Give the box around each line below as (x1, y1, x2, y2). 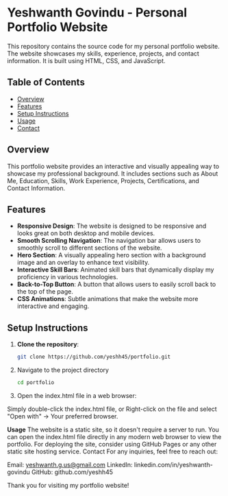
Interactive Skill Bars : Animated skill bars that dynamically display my (16, 265, 214, 274)
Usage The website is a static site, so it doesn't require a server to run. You (7, 425, 219, 434)
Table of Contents (7, 77, 86, 88)
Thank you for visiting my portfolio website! (7, 481, 129, 489)
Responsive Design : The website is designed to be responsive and (16, 222, 207, 231)
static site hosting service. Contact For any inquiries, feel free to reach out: (7, 447, 218, 456)
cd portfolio (16, 379, 55, 386)
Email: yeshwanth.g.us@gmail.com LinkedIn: (7, 460, 133, 469)
